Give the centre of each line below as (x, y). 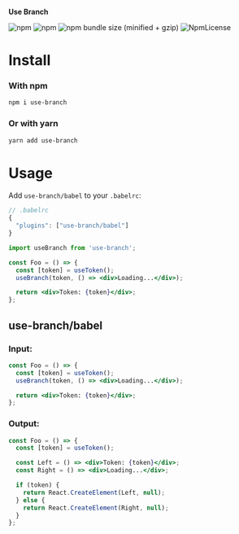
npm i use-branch (38, 103)
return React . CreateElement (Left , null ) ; (94, 492)
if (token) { (38, 485)
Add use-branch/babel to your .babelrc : (75, 195)
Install (30, 61)
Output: (24, 424)
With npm (28, 86)
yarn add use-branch (43, 140)
